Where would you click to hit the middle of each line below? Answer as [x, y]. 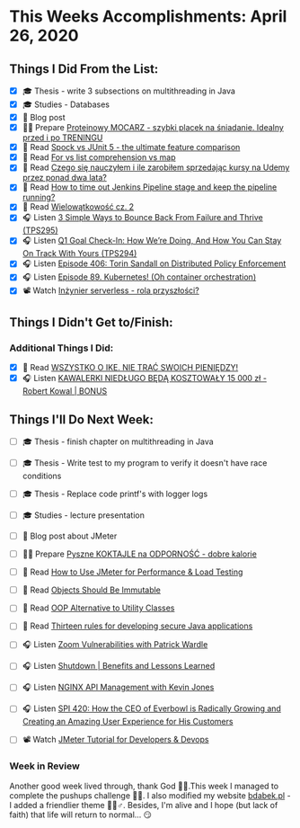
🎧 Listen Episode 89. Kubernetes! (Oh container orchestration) [139, 277]
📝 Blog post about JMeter [70, 536]
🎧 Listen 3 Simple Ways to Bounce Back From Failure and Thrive [142, 218]
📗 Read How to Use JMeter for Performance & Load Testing [132, 572]
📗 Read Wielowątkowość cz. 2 [78, 207]
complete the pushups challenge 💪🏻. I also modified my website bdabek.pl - [150, 795]
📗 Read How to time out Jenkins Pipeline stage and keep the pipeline [150, 187]
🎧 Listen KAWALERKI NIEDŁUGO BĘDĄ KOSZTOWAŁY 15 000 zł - [145, 378]
